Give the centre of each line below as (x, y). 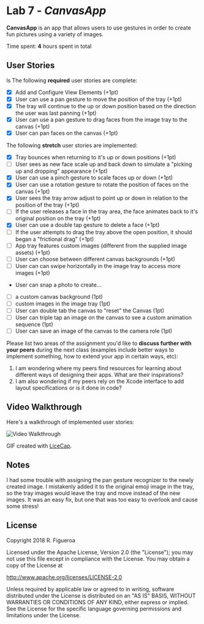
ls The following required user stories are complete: (72, 80)
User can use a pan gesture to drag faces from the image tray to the (101, 119)
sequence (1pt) (34, 324)
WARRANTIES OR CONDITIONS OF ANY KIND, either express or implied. (97, 602)
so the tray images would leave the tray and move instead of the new (93, 493)
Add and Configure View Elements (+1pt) (66, 92)
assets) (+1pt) (32, 252)
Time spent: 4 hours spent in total (49, 46)
